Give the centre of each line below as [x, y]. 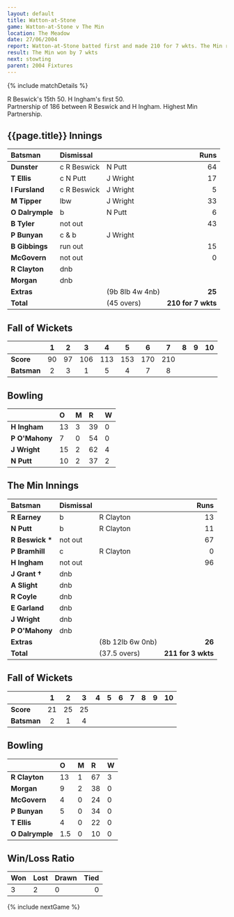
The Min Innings [43, 486]
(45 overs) [124, 303]
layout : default [31, 14]
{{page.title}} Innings [55, 136]
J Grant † [26, 574]
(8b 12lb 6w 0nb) [128, 641]
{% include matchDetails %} [48, 85]
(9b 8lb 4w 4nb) [133, 292]
